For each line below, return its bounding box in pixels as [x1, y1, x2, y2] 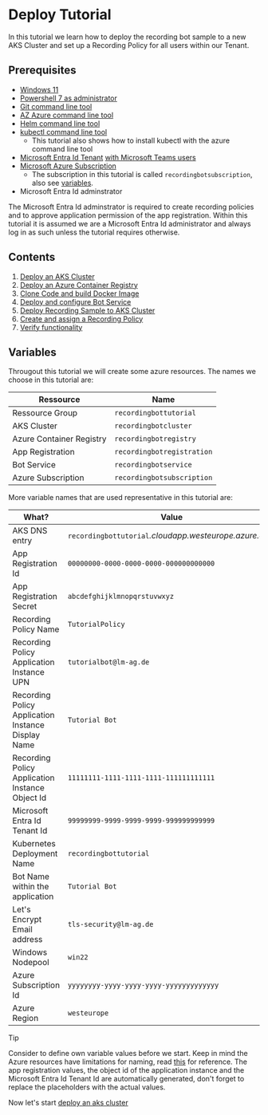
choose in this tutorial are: [8, 375, 94, 384]
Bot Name [12, 871, 49, 882]
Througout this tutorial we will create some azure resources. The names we [8, 367, 257, 376]
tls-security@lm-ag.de [67, 920, 154, 929]
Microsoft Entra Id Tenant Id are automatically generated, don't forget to [8, 1074, 245, 1084]
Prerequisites [8, 64, 77, 77]
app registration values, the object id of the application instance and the [8, 1066, 245, 1075]
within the [12, 881, 49, 892]
